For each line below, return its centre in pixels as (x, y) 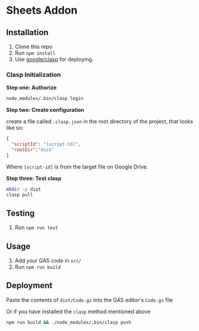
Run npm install (35, 53)
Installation (27, 32)
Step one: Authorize (31, 88)
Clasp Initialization (34, 74)
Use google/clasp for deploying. (54, 59)
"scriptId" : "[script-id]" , (46, 144)
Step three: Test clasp (34, 178)
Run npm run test (36, 227)
